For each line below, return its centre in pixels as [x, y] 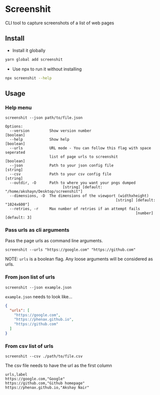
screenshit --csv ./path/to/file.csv [44, 356]
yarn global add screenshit [34, 59]
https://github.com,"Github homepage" [45, 383]
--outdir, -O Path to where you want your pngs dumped [73, 183]
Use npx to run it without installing [47, 69]
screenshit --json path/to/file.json [44, 118]
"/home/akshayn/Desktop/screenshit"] [44, 192]
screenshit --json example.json [38, 287]
